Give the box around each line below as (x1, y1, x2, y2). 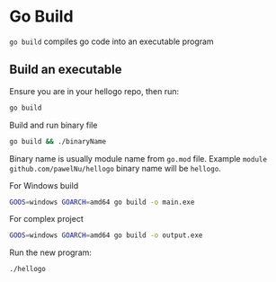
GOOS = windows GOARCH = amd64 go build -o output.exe (9, 231, 203, 240)
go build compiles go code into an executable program (9, 36, 214, 47)
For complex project (9, 214, 84, 225)
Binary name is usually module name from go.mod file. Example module (9, 153, 268, 163)
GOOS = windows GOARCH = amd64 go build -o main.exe (9, 198, 195, 207)
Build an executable (9, 62, 123, 77)
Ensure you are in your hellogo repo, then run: (9, 85, 180, 96)
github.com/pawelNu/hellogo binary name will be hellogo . (9, 163, 222, 173)
